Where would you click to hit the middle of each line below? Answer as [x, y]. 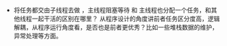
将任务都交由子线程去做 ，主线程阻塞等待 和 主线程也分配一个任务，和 [112, 10]
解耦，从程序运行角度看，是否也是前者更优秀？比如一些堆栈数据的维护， [116, 27]
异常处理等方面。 [38, 36]
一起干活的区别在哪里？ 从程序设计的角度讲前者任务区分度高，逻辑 [126, 19]
